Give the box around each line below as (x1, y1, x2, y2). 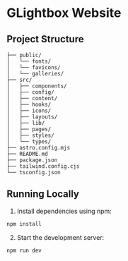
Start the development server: (16, 233, 105, 241)
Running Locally (6, 188, 79, 200)
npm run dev (6, 247, 42, 254)
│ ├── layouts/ (6, 114, 58, 121)
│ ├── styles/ (6, 132, 54, 139)
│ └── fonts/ (6, 58, 52, 65)
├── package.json (6, 157, 58, 164)
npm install (6, 220, 42, 227)
